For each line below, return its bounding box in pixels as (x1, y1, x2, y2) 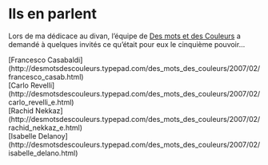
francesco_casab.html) (8, 72, 84, 81)
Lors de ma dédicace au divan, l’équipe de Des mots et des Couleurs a (8, 31, 242, 41)
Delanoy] (38, 131, 68, 140)
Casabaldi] (47, 55, 83, 65)
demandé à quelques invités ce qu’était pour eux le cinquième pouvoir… (8, 39, 246, 49)
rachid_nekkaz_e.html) (8, 123, 82, 132)
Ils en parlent (8, 5, 98, 23)
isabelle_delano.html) (8, 148, 78, 158)
